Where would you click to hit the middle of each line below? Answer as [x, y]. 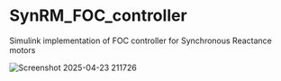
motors [23, 49]
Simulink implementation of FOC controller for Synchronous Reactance [141, 40]
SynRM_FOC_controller [98, 16]
